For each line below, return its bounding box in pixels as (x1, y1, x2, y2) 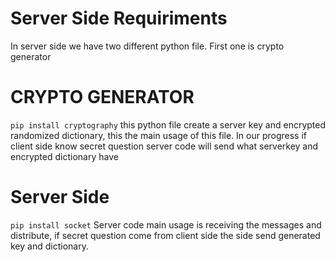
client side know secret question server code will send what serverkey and (10, 140, 319, 152)
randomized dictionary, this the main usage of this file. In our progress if (10, 129, 307, 141)
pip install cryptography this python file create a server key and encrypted (10, 118, 327, 131)
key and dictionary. (10, 240, 89, 252)
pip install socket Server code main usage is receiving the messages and (10, 218, 322, 231)
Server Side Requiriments (10, 7, 228, 30)
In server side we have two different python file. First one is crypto (10, 40, 285, 52)
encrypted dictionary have (10, 150, 119, 162)
